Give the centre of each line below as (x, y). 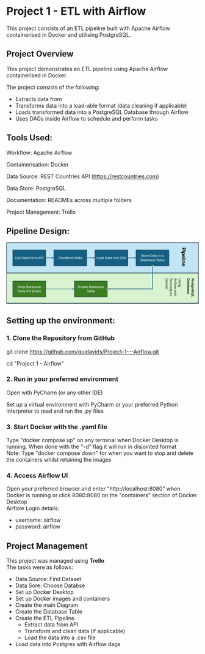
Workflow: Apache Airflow (39, 152)
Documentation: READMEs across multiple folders (69, 200)
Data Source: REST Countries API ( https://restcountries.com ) (83, 176)
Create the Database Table (49, 612)
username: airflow (38, 520)
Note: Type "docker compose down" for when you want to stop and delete (100, 453)
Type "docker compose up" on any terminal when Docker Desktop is (92, 440)
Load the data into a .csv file (60, 637)
